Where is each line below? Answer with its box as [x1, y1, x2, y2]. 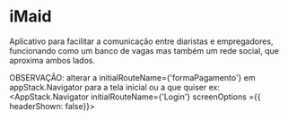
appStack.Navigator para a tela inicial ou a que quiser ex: [9, 81, 220, 92]
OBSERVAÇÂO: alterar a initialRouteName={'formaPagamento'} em [9, 72, 256, 82]
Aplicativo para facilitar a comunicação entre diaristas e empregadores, [9, 36, 274, 47]
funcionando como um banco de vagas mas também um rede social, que [9, 45, 280, 56]
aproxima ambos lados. [9, 55, 96, 65]
